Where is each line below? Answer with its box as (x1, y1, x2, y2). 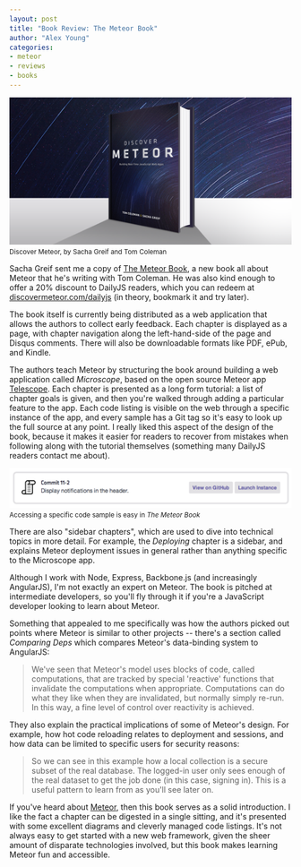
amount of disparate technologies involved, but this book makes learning (9, 839, 279, 850)
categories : (9, 43, 54, 52)
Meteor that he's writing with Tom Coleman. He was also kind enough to (9, 273, 276, 284)
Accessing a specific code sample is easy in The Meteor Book (9, 511, 201, 519)
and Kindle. (9, 348, 52, 358)
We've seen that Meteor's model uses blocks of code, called (30, 664, 255, 674)
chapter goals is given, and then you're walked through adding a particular (9, 393, 285, 404)
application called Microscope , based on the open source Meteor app (9, 374, 267, 385)
